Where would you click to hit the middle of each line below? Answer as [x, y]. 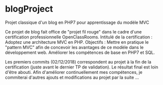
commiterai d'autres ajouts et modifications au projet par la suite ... [72, 77]
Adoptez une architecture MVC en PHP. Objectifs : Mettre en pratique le [77, 42]
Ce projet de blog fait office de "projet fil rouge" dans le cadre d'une [73, 32]
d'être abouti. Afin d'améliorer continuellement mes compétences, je [74, 72]
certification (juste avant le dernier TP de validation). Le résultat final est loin [81, 67]
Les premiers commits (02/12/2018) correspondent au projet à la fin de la [78, 62]
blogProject [29, 9]
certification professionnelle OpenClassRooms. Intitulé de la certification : [79, 37]
